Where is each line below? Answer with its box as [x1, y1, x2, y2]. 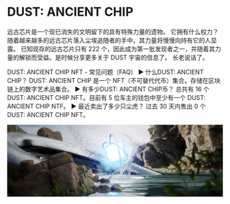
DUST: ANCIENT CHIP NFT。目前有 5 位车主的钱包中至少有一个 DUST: [7, 93, 206, 101]
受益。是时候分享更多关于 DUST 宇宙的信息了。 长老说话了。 [36, 53, 209, 62]
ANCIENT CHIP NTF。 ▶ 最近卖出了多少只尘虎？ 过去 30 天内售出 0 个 [7, 102, 206, 110]
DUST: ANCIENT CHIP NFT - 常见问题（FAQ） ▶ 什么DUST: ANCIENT [7, 68, 204, 76]
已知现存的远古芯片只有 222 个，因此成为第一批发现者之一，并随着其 [20, 44, 216, 53]
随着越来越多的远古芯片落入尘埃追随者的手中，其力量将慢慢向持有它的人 [7, 36, 211, 44]
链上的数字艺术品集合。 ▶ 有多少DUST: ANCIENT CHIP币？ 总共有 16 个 [7, 85, 210, 93]
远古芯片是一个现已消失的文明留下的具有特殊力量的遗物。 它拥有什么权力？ [7, 27, 219, 36]
